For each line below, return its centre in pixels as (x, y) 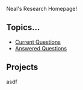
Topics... (23, 27)
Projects (22, 67)
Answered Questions (41, 48)
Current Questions (38, 42)
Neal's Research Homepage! (41, 9)
